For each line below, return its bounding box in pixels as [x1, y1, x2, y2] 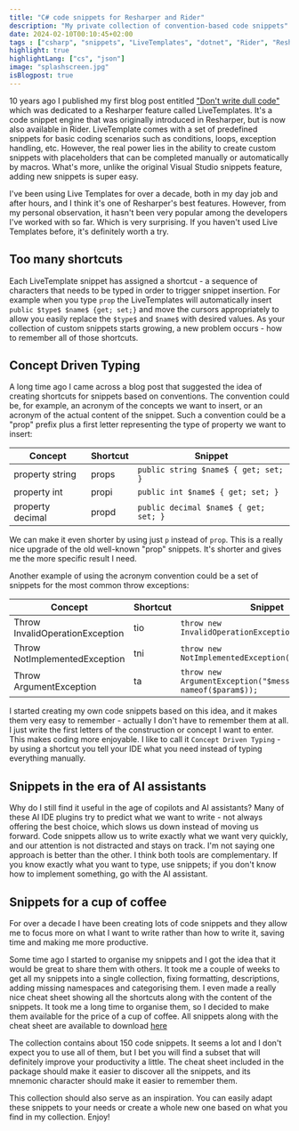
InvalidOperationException [13, 627, 125, 640]
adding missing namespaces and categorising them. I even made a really [9, 982, 277, 993]
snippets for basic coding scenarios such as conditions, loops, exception [9, 133, 277, 143]
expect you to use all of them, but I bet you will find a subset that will [9, 1047, 261, 1057]
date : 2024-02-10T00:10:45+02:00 [9, 29, 133, 38]
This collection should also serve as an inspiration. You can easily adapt [9, 1093, 273, 1103]
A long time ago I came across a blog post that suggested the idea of [9, 382, 263, 392]
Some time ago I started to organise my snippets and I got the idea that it [9, 954, 276, 965]
